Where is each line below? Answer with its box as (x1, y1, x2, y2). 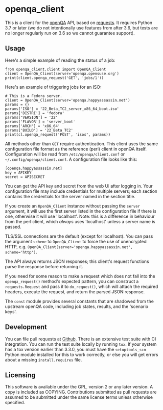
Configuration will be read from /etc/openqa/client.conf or (5, 151, 125, 157)
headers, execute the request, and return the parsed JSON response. (5, 288, 145, 295)
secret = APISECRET (5, 174, 45, 179)
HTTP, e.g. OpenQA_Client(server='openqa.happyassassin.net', (5, 244, 133, 250)
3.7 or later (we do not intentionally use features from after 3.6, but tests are (5, 25, 158, 30)
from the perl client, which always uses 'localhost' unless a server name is (5, 218, 156, 224)
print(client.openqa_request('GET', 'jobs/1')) (5, 75, 104, 80)
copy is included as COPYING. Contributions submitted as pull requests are (5, 389, 157, 395)
